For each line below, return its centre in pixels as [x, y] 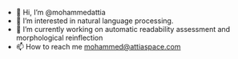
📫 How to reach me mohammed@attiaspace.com [98, 47]
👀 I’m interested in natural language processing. [95, 21]
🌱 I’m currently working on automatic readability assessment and [123, 29]
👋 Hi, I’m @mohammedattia [61, 12]
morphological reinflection [59, 37]
